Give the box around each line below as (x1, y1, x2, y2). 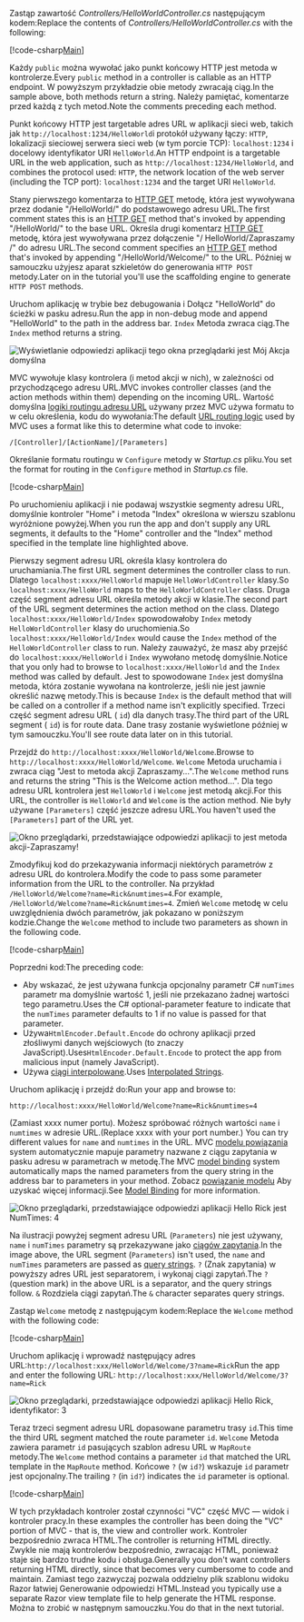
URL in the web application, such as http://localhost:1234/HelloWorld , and (9, 157, 294, 167)
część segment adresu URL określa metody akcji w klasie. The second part (9, 594, 288, 604)
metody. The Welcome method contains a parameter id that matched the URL (9, 1451, 291, 1462)
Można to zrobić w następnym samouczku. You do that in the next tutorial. (9, 1603, 285, 1613)
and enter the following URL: (9, 1369, 116, 1380)
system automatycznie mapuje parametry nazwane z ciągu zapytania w (9, 1147, 278, 1157)
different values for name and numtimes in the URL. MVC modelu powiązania (9, 1137, 289, 1148)
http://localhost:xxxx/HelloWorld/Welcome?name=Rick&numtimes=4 (9, 1101, 258, 1110)
